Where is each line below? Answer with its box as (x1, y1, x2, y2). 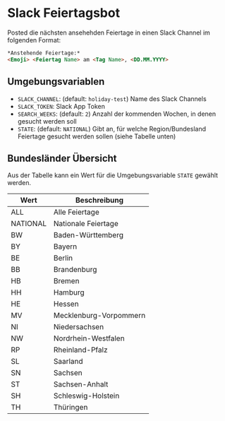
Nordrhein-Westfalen (53, 333, 125, 343)
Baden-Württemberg (53, 230, 123, 240)
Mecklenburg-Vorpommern (53, 311, 146, 321)
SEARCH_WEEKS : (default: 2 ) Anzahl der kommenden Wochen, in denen (17, 109, 217, 118)
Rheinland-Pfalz (53, 345, 108, 355)
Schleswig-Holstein (53, 391, 120, 401)
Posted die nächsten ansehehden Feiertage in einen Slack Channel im (7, 28, 210, 37)
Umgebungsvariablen (7, 76, 105, 88)
